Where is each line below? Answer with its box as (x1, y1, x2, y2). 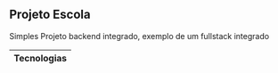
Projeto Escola (9, 7, 91, 22)
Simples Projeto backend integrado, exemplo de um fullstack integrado (9, 30, 270, 41)
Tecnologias (13, 52, 67, 64)
